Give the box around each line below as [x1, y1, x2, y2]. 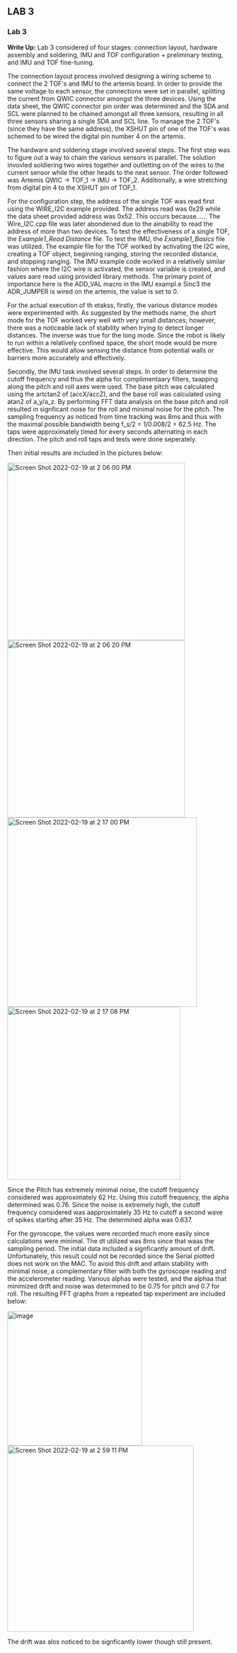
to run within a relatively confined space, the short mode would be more [7, 338, 218, 347]
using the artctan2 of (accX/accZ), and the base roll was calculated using [7, 389, 221, 398]
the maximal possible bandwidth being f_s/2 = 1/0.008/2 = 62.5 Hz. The [7, 420, 216, 428]
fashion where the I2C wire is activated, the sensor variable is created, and [7, 265, 226, 273]
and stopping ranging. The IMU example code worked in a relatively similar [7, 257, 226, 265]
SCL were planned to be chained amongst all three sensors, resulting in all [7, 109, 224, 117]
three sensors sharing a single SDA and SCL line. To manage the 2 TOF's [7, 117, 220, 125]
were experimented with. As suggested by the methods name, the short [7, 308, 216, 317]
